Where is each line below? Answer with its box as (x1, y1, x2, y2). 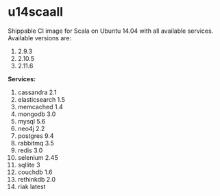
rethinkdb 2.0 (17, 175, 56, 183)
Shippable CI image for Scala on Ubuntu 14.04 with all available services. (8, 27, 214, 35)
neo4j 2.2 (17, 124, 45, 132)
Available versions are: (8, 33, 71, 42)
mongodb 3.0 (17, 110, 56, 118)
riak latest (17, 182, 46, 191)
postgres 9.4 (17, 131, 54, 140)
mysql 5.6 (17, 117, 46, 125)
